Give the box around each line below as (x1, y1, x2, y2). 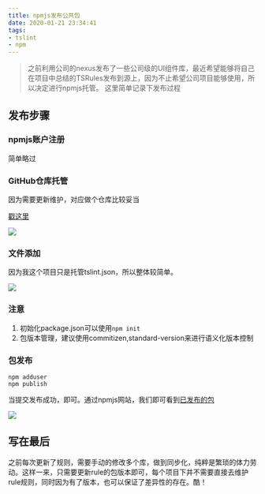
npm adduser (8, 373, 47, 381)
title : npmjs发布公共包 (8, 11, 80, 20)
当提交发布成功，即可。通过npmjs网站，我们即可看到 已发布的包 (8, 395, 215, 404)
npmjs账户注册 (8, 134, 65, 145)
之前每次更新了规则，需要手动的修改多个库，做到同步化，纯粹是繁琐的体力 (8, 457, 250, 466)
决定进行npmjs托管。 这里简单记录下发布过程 (34, 84, 181, 93)
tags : (8, 26, 26, 34)
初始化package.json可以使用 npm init (19, 323, 140, 332)
